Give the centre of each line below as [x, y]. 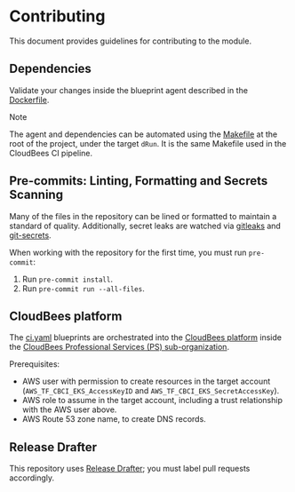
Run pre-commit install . [68, 279]
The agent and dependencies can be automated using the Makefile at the [144, 134]
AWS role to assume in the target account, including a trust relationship [152, 401]
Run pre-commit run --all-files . [83, 288]
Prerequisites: [35, 364]
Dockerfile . [29, 99]
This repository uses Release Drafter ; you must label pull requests [130, 469]
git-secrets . [30, 235]
